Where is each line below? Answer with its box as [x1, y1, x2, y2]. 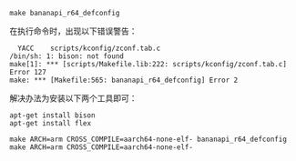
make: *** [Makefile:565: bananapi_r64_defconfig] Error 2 [9, 75, 239, 85]
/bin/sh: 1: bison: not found [9, 52, 125, 61]
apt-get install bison [9, 111, 96, 120]
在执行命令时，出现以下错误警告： [9, 25, 138, 36]
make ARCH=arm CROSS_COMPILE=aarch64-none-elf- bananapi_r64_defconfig [9, 135, 287, 144]
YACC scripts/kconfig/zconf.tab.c [17, 44, 161, 53]
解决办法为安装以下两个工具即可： [9, 93, 138, 104]
